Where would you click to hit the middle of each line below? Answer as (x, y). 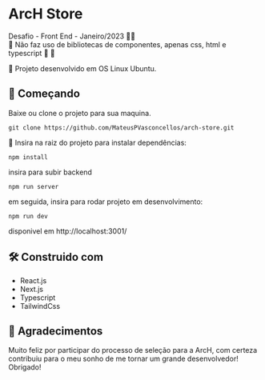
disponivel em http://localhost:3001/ (68, 231)
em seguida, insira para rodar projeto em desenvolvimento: (106, 202)
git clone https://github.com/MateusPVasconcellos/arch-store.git (121, 128)
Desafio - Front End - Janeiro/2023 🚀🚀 (72, 36)
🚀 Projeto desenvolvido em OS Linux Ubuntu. (82, 68)
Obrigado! (25, 367)
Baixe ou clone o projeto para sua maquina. (80, 113)
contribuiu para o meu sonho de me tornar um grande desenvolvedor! (123, 359)
